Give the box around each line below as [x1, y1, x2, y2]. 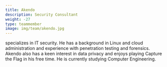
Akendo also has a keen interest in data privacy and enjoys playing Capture [5, 51, 162, 57]
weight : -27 [5, 17, 30, 22]
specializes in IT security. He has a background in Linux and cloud [5, 40, 143, 46]
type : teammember [5, 21, 42, 27]
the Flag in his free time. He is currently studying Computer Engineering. [5, 56, 156, 62]
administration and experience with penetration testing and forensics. [5, 45, 150, 51]
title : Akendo [5, 7, 35, 13]
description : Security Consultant [5, 12, 78, 17]
